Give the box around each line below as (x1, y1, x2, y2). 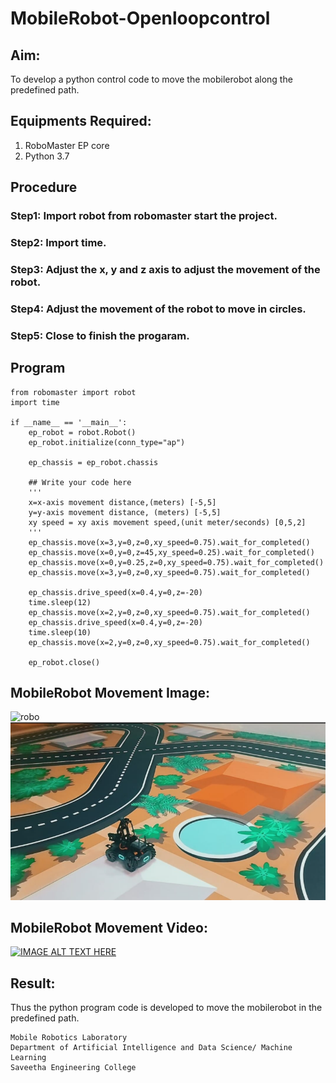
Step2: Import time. (10, 236, 107, 250)
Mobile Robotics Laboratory (10, 1033, 128, 1043)
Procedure (10, 179, 78, 196)
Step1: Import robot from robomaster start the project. (10, 209, 278, 223)
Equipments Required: (10, 113, 152, 130)
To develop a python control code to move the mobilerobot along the (10, 73, 293, 85)
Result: (10, 975, 56, 992)
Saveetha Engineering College (10, 1063, 137, 1073)
